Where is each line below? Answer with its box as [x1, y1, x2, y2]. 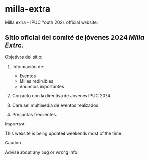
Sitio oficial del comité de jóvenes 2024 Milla [5, 34, 145, 42]
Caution [5, 140, 21, 145]
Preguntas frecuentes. [12, 111, 58, 117]
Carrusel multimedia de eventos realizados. [12, 102, 100, 108]
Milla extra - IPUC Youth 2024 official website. [5, 19, 98, 25]
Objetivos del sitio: [5, 54, 43, 60]
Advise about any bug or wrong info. [5, 149, 79, 155]
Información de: [12, 63, 44, 69]
